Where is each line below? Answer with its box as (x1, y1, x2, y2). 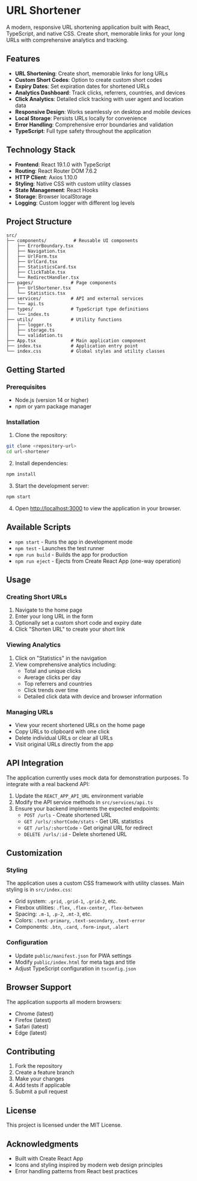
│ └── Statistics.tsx (6, 290, 66, 297)
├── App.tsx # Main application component (6, 338, 147, 344)
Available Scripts (6, 522, 71, 533)
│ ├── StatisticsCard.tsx (6, 264, 77, 270)
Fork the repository (14, 1062, 63, 1070)
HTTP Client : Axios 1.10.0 (14, 173, 78, 181)
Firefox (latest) (14, 1016, 52, 1023)
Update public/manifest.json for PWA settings (14, 952, 132, 959)
